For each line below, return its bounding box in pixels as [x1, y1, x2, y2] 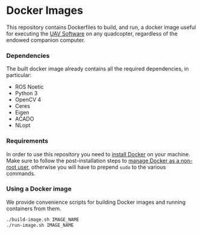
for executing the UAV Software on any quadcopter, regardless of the [6, 30, 178, 37]
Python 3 [14, 90, 38, 97]
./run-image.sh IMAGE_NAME [6, 222, 74, 228]
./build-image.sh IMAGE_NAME [6, 217, 79, 223]
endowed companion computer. [6, 36, 85, 43]
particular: [6, 72, 32, 79]
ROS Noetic [14, 83, 44, 90]
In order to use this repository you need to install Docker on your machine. [6, 150, 191, 157]
